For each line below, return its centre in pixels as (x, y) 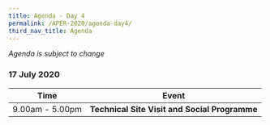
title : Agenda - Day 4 (47, 16)
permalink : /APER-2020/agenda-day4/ (70, 23)
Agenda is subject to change (57, 54)
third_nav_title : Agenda (50, 31)
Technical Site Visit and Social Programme (174, 109)
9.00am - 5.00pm (47, 109)
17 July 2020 (34, 75)
